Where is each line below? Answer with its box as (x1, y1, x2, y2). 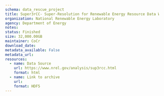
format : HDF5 (14, 83, 41, 89)
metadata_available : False (5, 48, 60, 52)
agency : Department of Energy (5, 20, 67, 26)
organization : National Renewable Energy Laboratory (5, 16, 115, 21)
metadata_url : (5, 52, 34, 57)
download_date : (5, 43, 36, 48)
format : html (14, 70, 41, 75)
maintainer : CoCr (5, 39, 41, 44)
